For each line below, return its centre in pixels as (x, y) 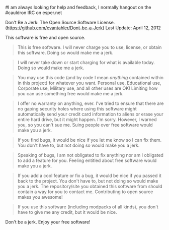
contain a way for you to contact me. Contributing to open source (85, 192)
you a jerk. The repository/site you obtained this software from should (90, 186)
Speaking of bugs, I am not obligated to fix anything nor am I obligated (90, 155)
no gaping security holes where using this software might (77, 109)
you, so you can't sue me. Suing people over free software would (85, 125)
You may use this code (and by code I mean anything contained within (90, 77)
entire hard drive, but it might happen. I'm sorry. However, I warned (87, 120)
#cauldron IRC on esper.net (34, 13)
